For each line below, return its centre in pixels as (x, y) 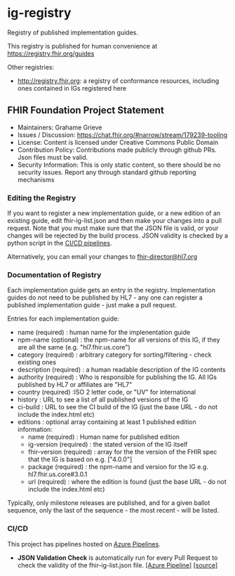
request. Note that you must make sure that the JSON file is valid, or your (113, 228)
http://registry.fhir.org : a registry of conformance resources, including (118, 81)
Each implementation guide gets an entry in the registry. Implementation (112, 290)
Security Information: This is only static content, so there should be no (119, 165)
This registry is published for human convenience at (82, 46)
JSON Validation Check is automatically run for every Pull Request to (117, 558)
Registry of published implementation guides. (73, 32)
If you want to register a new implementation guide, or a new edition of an (114, 213)
